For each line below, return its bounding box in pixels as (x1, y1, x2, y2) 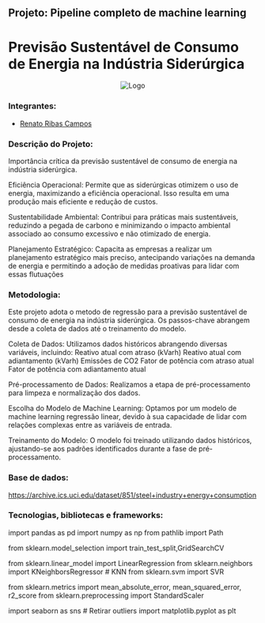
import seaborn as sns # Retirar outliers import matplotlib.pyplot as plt (8, 606, 237, 615)
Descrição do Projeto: (8, 138, 93, 149)
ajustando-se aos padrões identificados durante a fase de (8, 444, 198, 454)
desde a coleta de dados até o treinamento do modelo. (8, 324, 187, 334)
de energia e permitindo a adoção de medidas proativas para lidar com (8, 261, 240, 270)
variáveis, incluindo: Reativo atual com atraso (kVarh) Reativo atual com (8, 348, 242, 357)
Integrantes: (8, 100, 57, 111)
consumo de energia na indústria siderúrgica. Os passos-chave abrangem (8, 315, 251, 325)
